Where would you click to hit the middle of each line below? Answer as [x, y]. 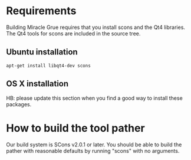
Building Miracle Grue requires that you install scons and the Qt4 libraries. [96, 27]
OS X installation [37, 84]
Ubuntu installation [42, 52]
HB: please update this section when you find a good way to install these [94, 98]
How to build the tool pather [76, 128]
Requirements [41, 11]
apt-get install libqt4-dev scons [49, 66]
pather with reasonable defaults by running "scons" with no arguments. [93, 151]
